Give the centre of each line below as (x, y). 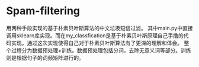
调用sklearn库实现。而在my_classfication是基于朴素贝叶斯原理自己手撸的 (95, 35)
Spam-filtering (43, 11)
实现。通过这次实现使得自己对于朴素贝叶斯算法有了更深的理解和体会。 (97, 43)
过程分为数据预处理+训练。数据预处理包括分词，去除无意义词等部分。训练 (101, 50)
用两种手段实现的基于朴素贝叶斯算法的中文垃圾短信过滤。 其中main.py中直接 (99, 28)
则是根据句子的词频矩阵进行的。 (45, 58)
